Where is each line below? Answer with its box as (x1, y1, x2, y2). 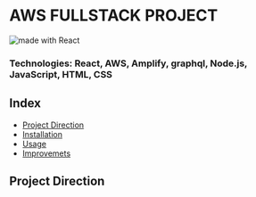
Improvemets (21, 148, 71, 159)
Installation (21, 128, 63, 139)
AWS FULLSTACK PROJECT (9, 5, 219, 26)
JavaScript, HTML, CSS (9, 68, 113, 80)
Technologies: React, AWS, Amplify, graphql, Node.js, (9, 57, 248, 70)
